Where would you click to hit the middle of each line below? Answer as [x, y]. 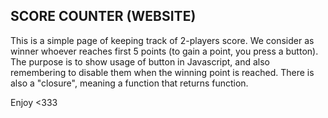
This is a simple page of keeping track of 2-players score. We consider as [162, 40]
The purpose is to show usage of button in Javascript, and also [140, 61]
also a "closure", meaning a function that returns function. [129, 83]
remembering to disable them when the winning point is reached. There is [162, 72]
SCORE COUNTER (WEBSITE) [103, 16]
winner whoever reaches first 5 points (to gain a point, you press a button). [164, 51]
